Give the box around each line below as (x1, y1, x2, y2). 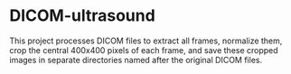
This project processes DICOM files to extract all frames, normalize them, (9, 35, 283, 46)
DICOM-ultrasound (9, 5, 155, 26)
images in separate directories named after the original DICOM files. (9, 54, 263, 65)
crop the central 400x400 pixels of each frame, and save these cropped (9, 44, 278, 55)
